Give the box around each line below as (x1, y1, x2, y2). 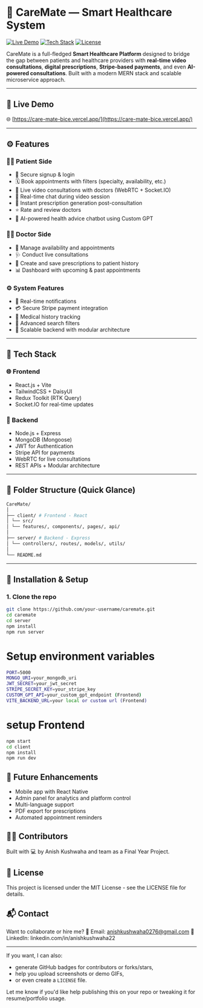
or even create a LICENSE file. (14, 976, 88, 984)
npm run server (6, 629, 45, 635)
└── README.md (6, 552, 42, 558)
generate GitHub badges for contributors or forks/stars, (14, 963, 154, 970)
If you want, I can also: (6, 952, 63, 959)
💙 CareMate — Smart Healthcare (6, 5, 172, 19)
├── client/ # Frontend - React (6, 512, 88, 518)
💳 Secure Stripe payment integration (14, 305, 108, 312)
